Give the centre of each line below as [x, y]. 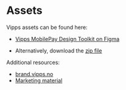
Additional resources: [33, 62]
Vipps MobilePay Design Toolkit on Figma [67, 39]
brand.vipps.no [34, 74]
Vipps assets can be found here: [47, 27]
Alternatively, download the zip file [58, 50]
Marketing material [39, 80]
